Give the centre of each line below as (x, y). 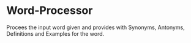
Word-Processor (50, 11)
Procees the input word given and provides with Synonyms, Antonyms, (95, 27)
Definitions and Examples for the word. (55, 33)
